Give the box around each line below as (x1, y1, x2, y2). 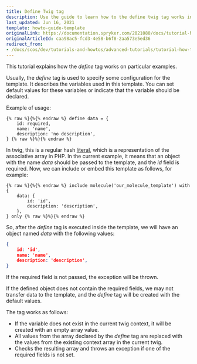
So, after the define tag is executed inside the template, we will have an (6, 223, 178, 230)
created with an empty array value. (14, 326, 100, 334)
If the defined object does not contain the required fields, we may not (6, 285, 174, 292)
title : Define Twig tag (6, 8, 64, 15)
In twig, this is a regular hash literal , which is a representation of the (6, 146, 169, 153)
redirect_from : (6, 42, 43, 47)
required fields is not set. (14, 351, 75, 358)
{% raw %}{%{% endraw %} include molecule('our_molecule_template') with (6, 182, 191, 188)
